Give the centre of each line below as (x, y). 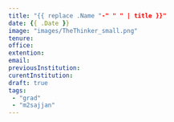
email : (19, 61)
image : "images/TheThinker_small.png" (73, 31)
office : (21, 46)
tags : (17, 90)
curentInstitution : (41, 75)
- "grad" (26, 98)
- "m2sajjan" (34, 105)
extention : (26, 53)
